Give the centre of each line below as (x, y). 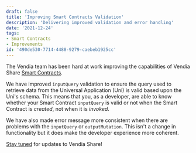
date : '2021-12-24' (30, 28)
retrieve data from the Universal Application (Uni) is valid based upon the (94, 90)
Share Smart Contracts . (34, 72)
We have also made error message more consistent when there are (87, 120)
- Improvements (25, 45)
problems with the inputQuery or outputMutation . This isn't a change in (91, 126)
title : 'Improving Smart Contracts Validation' (65, 17)
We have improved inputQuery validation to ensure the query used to (89, 84)
